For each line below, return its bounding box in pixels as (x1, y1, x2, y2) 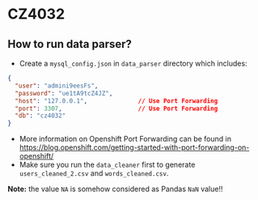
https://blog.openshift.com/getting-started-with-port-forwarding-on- (19, 143, 250, 152)
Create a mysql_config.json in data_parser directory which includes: (19, 58, 247, 68)
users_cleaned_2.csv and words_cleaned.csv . (19, 168, 169, 178)
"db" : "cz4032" (15, 112, 66, 120)
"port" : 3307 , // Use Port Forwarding (15, 104, 218, 113)
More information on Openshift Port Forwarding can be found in (19, 134, 232, 144)
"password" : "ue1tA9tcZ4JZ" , (15, 89, 113, 97)
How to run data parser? (7, 37, 133, 51)
